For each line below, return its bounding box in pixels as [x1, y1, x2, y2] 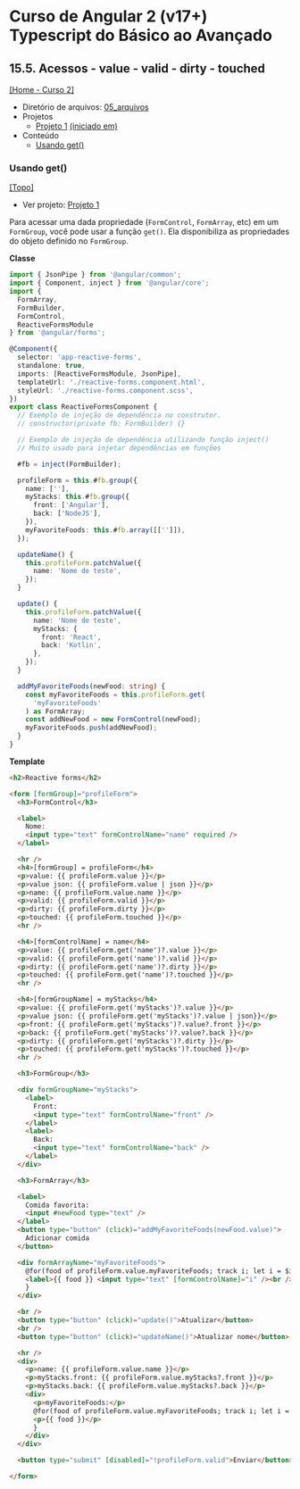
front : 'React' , [41, 632, 102, 642]
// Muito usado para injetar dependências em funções [17, 444, 221, 453]
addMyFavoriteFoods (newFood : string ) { [17, 681, 166, 691]
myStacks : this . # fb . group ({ [25, 493, 129, 502]
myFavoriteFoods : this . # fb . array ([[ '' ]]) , [25, 525, 186, 535]
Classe [9, 253, 36, 264]
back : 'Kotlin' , [41, 641, 102, 650]
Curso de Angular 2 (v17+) [9, 6, 208, 27]
